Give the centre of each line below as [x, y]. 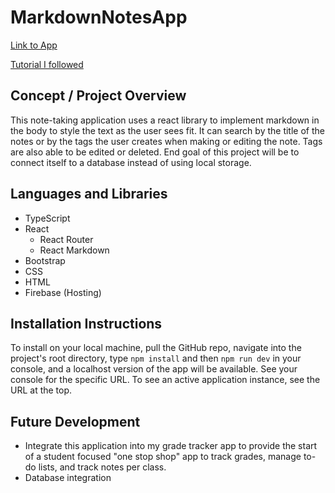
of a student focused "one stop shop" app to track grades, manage [163, 457]
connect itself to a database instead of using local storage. [131, 162]
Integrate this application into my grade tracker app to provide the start [171, 446]
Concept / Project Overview [98, 96]
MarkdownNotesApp [99, 17]
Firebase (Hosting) [63, 292]
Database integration [68, 478]
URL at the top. [41, 390]
